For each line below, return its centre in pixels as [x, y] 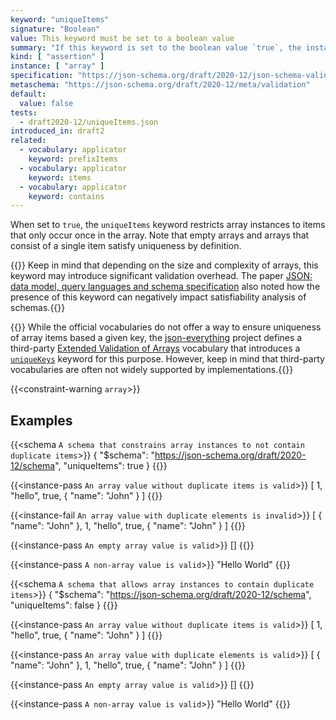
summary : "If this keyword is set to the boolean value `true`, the [156, 47]
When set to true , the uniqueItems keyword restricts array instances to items [168, 225]
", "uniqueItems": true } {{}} [111, 466]
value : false [46, 103]
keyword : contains [66, 196]
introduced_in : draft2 [57, 131]
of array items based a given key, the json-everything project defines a [156, 338]
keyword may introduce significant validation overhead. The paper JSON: [161, 276]
